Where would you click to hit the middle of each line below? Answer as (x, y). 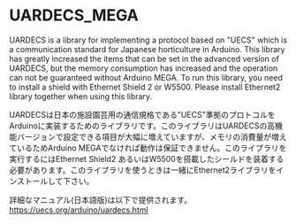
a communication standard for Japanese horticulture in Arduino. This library (147, 49)
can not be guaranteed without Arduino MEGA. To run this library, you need (146, 77)
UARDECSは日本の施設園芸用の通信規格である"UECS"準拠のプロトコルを (142, 114)
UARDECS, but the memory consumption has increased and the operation (144, 68)
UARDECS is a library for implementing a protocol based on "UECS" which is (148, 40)
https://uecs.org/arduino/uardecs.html (79, 210)
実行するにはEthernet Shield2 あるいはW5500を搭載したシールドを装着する (147, 158)
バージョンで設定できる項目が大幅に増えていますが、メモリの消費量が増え (152, 136)
